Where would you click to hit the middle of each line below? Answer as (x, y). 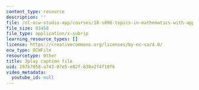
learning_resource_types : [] (42, 39)
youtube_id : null (33, 78)
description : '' (26, 17)
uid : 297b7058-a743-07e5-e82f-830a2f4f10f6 (61, 67)
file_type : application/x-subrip (47, 34)
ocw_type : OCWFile (29, 50)
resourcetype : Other (32, 56)
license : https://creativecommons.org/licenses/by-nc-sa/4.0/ (84, 45)
